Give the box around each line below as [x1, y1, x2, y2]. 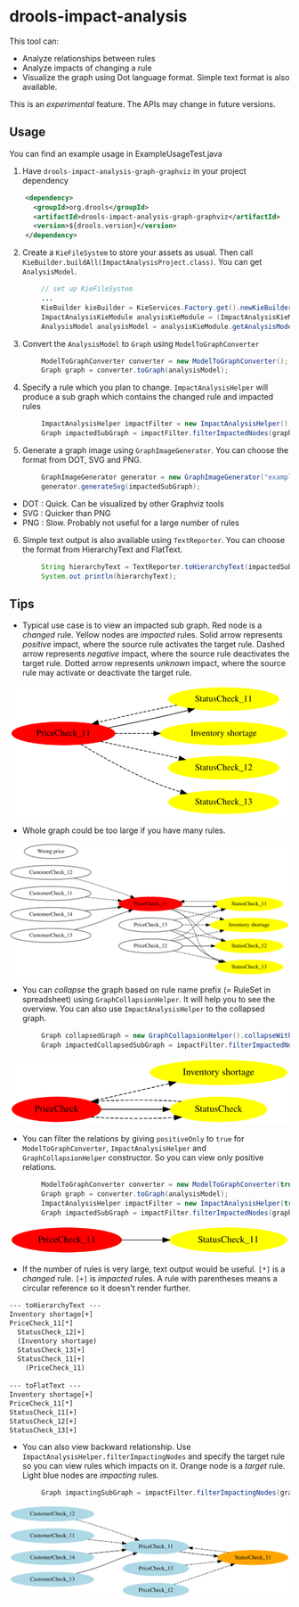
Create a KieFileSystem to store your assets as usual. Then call [21, 247, 254, 258]
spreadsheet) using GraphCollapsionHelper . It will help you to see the [21, 993, 276, 1004]
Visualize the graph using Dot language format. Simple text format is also [21, 71, 290, 82]
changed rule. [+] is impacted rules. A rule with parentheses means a [21, 1273, 278, 1283]
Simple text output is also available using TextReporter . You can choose [21, 534, 286, 545]
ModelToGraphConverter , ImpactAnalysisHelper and [21, 1143, 206, 1154]
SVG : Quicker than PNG [21, 507, 111, 518]
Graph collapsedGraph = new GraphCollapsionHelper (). [41, 1031, 245, 1040]
